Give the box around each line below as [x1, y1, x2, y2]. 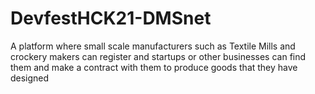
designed [10, 72, 50, 84]
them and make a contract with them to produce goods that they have [10, 61, 298, 73]
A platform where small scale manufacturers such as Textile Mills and [10, 40, 296, 52]
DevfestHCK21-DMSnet [10, 7, 212, 30]
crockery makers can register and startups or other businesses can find [10, 50, 307, 62]
